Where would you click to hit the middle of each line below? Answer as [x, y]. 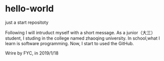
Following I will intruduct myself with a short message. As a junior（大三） [80, 32]
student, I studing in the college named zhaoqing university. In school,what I [82, 38]
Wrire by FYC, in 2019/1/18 [32, 53]
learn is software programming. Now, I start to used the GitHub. [70, 43]
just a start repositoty [27, 22]
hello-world [30, 9]
